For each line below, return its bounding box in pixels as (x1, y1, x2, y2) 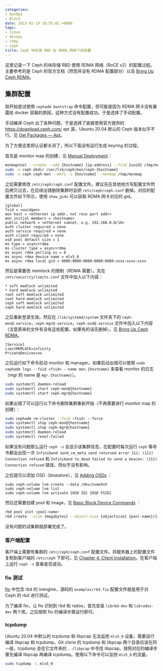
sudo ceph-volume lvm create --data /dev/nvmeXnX (5, 482, 108, 487)
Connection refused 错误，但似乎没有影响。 (5, 462, 92, 468)
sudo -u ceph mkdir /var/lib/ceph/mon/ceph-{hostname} (5, 167, 118, 172)
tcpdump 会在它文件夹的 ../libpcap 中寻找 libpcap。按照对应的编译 (17, 645, 154, 651)
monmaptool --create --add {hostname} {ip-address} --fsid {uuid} (5, 163, 142, 168)
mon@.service (5, 321, 32, 326)
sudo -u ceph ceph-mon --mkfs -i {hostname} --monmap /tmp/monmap (5, 172, 142, 177)
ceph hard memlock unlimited (5, 305, 64, 310)
